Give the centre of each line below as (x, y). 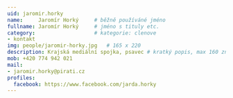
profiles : (21, 78)
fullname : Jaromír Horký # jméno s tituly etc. (83, 26)
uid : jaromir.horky (35, 13)
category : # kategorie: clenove (82, 33)
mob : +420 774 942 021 (40, 59)
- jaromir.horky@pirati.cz (46, 71)
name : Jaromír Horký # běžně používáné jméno (87, 20)
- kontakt (21, 39)
